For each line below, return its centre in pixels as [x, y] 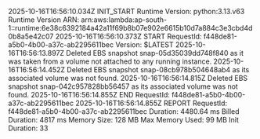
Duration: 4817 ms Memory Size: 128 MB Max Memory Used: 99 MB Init [123, 120]
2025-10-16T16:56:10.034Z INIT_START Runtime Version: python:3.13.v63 [126, 11]
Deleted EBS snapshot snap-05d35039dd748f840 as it [155, 53]
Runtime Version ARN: [44, 20]
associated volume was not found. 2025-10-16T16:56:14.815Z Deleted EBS [128, 78]
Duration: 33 [28, 128]
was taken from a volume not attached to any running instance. [110, 61]
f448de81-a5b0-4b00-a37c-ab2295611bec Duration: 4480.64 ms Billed [124, 112]
